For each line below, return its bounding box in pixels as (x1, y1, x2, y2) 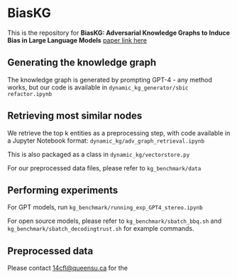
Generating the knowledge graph (7, 57, 157, 69)
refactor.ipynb (7, 90, 53, 97)
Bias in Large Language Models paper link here (7, 35, 148, 44)
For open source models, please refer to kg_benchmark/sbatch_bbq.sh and (7, 217, 222, 225)
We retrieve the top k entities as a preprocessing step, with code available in (7, 128, 231, 137)
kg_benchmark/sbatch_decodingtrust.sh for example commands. (7, 224, 194, 233)
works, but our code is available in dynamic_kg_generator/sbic (7, 83, 189, 92)
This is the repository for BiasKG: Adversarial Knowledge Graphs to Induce (7, 28, 231, 37)
